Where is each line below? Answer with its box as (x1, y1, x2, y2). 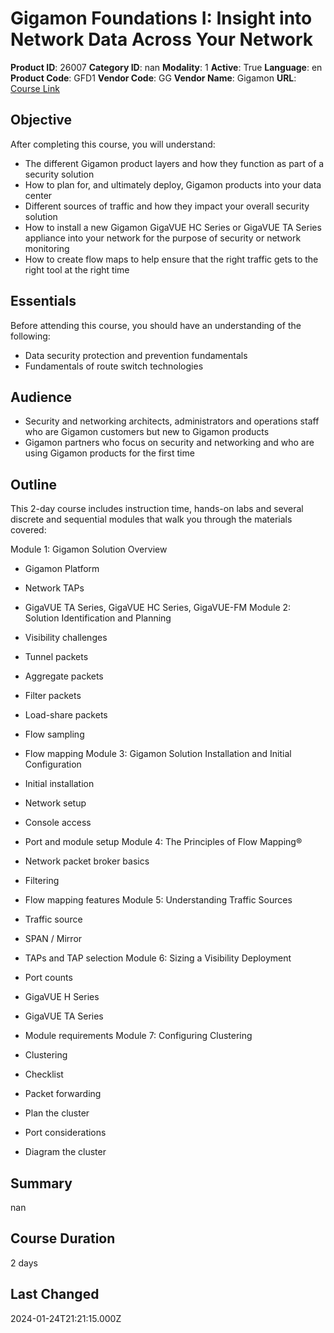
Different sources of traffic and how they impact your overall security (24, 200, 310, 212)
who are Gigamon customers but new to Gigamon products (24, 426, 270, 438)
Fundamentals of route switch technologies (24, 360, 204, 372)
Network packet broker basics (24, 855, 150, 867)
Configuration (24, 758, 82, 771)
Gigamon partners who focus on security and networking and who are (24, 437, 315, 449)
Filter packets (24, 690, 82, 702)
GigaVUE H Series (24, 991, 100, 1003)
